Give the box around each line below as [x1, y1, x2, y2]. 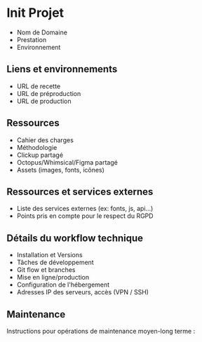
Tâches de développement [16, 258, 94, 267]
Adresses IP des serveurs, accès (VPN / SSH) [16, 288, 149, 296]
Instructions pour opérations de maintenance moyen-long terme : [6, 327, 196, 335]
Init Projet [6, 5, 65, 21]
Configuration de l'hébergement [16, 280, 110, 289]
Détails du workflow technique [6, 232, 144, 244]
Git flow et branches [16, 266, 76, 274]
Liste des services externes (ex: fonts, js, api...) [16, 205, 154, 213]
